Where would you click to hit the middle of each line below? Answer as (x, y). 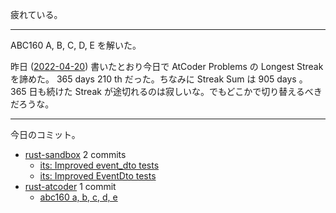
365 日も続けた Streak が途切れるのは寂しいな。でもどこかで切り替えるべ (162, 91)
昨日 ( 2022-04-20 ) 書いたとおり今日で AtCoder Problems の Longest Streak (167, 66)
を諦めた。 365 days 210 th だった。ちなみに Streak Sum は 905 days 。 (159, 79)
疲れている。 (36, 14)
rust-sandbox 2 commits (75, 154)
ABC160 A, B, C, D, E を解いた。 (76, 45)
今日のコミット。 (45, 134)
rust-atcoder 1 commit (70, 186)
